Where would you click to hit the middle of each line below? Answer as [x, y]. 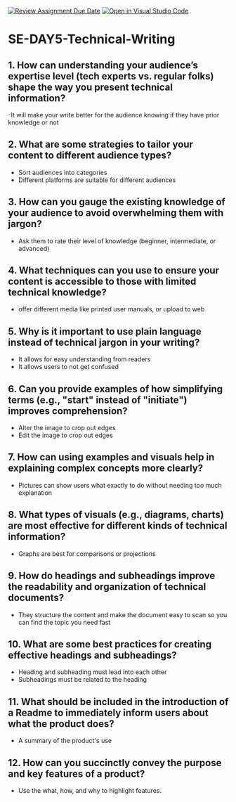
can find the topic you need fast [64, 622]
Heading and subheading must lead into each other [92, 672]
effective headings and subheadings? [93, 655]
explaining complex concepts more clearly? [106, 468]
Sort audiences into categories [63, 172]
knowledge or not [33, 122]
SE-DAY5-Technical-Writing [92, 39]
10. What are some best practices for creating [110, 644]
